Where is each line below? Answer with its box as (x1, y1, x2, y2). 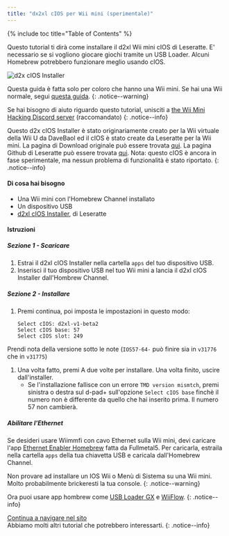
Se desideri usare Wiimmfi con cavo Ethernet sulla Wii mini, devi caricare (7, 436, 217, 445)
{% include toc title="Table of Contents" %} (7, 29, 133, 38)
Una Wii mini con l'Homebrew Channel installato (17, 194, 155, 203)
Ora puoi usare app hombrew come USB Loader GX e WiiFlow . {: (7, 493, 192, 501)
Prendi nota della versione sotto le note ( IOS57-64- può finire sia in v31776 (7, 345, 217, 354)
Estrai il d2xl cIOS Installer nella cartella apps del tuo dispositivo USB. (17, 259, 214, 267)
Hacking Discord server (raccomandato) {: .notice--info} (7, 113, 169, 121)
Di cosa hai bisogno (7, 179, 65, 188)
